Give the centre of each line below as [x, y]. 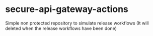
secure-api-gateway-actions [67, 9]
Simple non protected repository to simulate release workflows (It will [77, 23]
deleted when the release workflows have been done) [61, 28]
